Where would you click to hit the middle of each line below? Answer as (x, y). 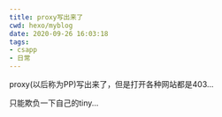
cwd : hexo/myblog (41, 26)
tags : (19, 42)
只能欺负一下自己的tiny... (54, 103)
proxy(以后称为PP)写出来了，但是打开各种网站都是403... (111, 84)
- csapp (23, 50)
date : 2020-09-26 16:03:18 (59, 33)
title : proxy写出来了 (46, 17)
